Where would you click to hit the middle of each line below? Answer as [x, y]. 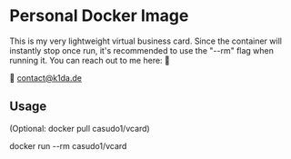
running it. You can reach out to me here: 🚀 [90, 60]
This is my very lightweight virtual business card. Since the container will [145, 41]
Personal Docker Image [99, 16]
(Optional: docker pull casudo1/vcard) [80, 128]
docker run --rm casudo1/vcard [68, 145]
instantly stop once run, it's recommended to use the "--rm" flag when [142, 50]
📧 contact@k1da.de [45, 77]
